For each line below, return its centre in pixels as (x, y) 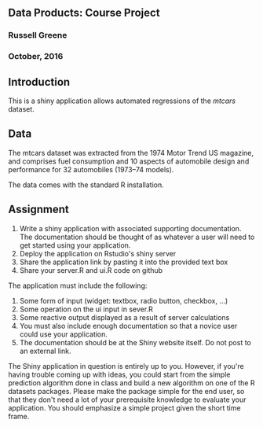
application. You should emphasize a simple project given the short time (124, 407)
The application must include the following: (78, 285)
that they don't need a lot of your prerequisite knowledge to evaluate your (127, 399)
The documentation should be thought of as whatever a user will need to (137, 237)
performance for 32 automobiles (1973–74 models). (91, 169)
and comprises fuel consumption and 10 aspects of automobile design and (129, 161)
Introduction (39, 82)
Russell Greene (38, 35)
